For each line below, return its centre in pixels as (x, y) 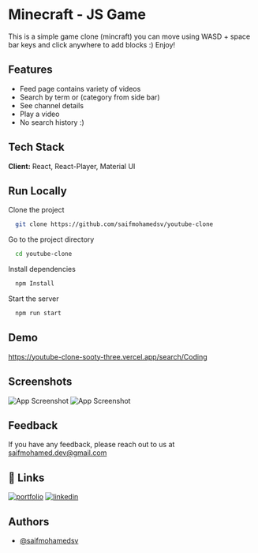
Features (30, 70)
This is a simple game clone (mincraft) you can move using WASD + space (129, 36)
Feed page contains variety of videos (80, 88)
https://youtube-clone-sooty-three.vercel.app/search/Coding (108, 356)
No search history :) (52, 122)
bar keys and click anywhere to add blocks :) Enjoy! (92, 44)
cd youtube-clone (44, 254)
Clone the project (36, 210)
